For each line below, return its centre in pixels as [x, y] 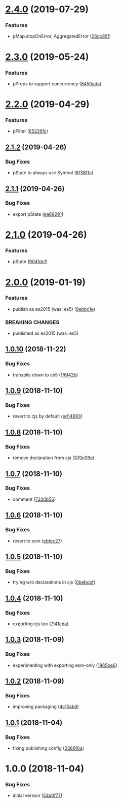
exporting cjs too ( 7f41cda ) [40, 624]
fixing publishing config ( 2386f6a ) [48, 748]
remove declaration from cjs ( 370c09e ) [53, 458]
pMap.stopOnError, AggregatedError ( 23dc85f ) [62, 36]
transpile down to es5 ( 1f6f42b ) [45, 375]
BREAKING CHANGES [32, 322]
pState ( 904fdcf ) [30, 262]
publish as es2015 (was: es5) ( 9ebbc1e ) [54, 309]
